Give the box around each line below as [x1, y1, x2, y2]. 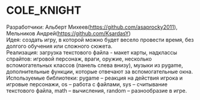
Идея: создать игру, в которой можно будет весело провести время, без [6, 36, 194, 43]
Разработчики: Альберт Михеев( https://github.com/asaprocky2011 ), [6, 23, 178, 31]
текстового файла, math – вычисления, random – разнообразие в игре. [6, 87, 187, 94]
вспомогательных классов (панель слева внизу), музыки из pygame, [6, 61, 183, 69]
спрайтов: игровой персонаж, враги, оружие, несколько [6, 55, 152, 62]
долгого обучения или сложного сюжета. [6, 43, 113, 50]
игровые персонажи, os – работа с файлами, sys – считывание [6, 80, 168, 87]
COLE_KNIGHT [6, 4, 82, 17]
